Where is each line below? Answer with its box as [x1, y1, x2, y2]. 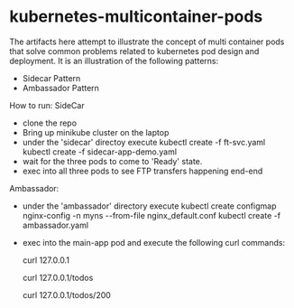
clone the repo [22, 117, 78, 128]
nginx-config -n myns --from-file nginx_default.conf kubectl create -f [22, 210, 281, 220]
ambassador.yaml [22, 219, 88, 230]
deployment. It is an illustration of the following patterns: [9, 55, 219, 66]
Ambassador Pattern [22, 82, 99, 93]
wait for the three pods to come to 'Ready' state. [22, 155, 203, 166]
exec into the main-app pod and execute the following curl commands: [22, 237, 286, 247]
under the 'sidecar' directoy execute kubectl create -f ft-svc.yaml [22, 136, 266, 147]
